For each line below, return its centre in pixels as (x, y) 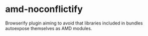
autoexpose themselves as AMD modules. (49, 28)
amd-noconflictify (44, 9)
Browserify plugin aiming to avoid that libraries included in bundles (74, 23)
